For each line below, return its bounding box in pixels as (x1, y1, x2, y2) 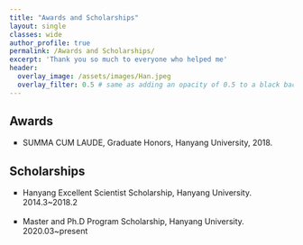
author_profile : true (9, 38, 91, 48)
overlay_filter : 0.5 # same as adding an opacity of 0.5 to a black (17, 80, 280, 89)
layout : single (9, 22, 67, 31)
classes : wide (9, 30, 63, 39)
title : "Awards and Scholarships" (9, 13, 140, 23)
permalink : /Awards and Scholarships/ (9, 47, 155, 56)
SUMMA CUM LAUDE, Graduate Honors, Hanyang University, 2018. (22, 137, 273, 149)
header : (9, 64, 39, 73)
